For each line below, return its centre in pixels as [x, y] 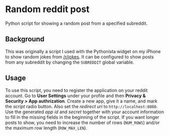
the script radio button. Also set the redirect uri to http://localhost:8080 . [81, 106]
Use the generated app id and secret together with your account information [84, 112]
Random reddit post [47, 9]
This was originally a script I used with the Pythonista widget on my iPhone [83, 51]
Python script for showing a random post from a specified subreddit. [76, 23]
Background [25, 39]
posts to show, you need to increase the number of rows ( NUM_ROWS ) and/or [82, 122]
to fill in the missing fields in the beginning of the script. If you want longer [82, 117]
